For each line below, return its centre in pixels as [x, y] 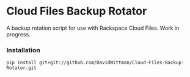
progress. [18, 34]
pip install [21, 63]
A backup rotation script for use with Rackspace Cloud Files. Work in [93, 28]
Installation [24, 50]
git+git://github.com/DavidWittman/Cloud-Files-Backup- [111, 63]
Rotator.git [21, 68]
